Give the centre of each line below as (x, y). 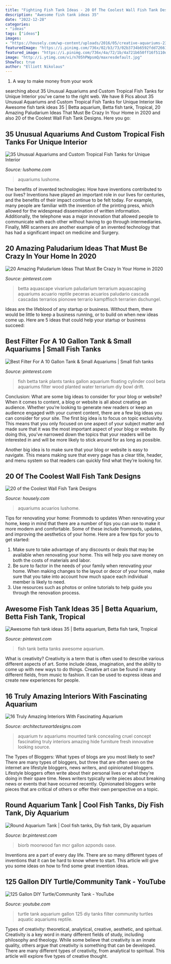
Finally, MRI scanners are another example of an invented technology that (82, 227)
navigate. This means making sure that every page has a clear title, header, (84, 455)
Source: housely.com (27, 499)
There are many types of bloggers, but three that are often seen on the (79, 762)
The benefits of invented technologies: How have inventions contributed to (83, 189)
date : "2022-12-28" (26, 19)
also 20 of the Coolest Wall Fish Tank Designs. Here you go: (68, 118)
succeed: (15, 325)
